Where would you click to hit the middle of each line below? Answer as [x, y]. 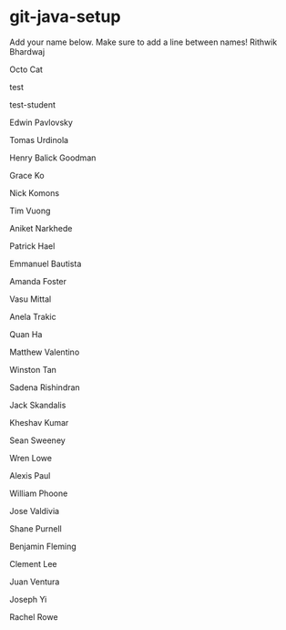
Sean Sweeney [37, 440]
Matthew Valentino [45, 352]
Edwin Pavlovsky [41, 122]
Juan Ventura [35, 582]
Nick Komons [35, 192]
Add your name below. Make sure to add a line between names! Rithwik [143, 42]
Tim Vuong [30, 211]
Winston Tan [33, 369]
